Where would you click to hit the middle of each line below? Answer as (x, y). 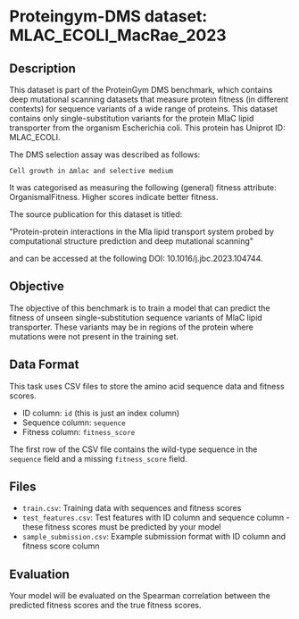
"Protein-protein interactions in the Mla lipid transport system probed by (142, 231)
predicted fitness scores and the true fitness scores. (105, 606)
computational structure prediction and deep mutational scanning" (132, 241)
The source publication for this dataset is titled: (96, 214)
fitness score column (61, 546)
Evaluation (39, 574)
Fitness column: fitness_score (79, 431)
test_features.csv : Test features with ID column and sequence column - (156, 518)
